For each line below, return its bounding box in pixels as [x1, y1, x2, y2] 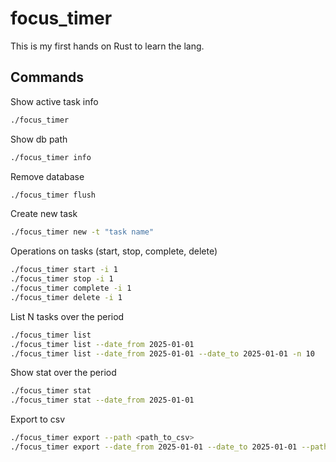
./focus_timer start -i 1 [10, 265, 118, 275]
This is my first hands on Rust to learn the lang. [10, 40, 205, 52]
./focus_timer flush [10, 190, 97, 200]
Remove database [10, 170, 85, 182]
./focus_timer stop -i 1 [10, 274, 114, 284]
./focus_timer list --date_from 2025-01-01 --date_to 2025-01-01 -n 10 [10, 348, 315, 359]
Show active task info [10, 95, 99, 107]
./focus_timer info [10, 152, 92, 162]
